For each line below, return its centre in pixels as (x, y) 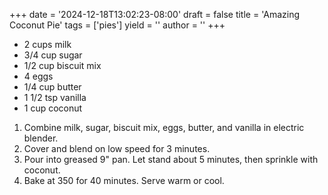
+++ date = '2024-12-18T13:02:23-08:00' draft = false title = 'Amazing (154, 14)
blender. (41, 138)
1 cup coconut (53, 108)
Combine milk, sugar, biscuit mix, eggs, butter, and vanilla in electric (164, 127)
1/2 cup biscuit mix (62, 65)
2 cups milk (47, 44)
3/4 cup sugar (53, 55)
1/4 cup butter (52, 87)
